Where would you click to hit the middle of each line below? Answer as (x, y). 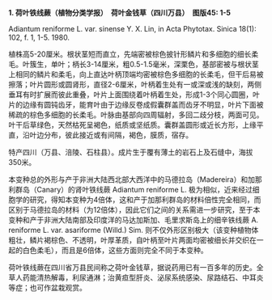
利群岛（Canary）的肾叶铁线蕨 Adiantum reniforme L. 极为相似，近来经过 (131, 190)
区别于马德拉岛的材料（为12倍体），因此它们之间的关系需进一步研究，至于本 (134, 210)
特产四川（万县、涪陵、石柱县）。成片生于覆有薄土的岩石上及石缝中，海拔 (131, 152)
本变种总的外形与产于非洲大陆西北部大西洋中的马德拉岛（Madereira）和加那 (135, 180)
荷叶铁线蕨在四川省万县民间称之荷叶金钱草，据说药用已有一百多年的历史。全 (136, 267)
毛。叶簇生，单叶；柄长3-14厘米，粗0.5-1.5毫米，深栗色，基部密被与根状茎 (134, 64)
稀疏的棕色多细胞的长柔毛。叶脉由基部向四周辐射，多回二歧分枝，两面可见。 (136, 115)
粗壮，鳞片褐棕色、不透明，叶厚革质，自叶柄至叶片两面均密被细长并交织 (129, 240)
